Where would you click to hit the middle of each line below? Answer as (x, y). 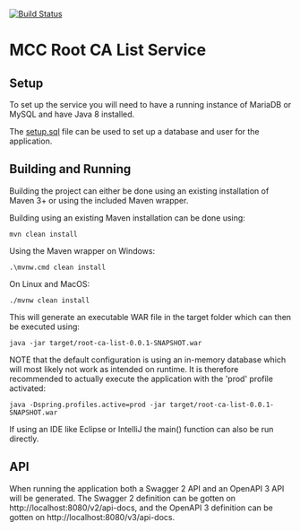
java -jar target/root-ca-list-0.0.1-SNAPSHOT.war (106, 343)
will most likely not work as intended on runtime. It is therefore (124, 369)
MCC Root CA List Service (108, 50)
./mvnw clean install (50, 300)
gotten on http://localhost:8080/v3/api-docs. (92, 517)
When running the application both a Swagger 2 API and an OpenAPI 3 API (147, 488)
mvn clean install (43, 234)
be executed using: (45, 326)
